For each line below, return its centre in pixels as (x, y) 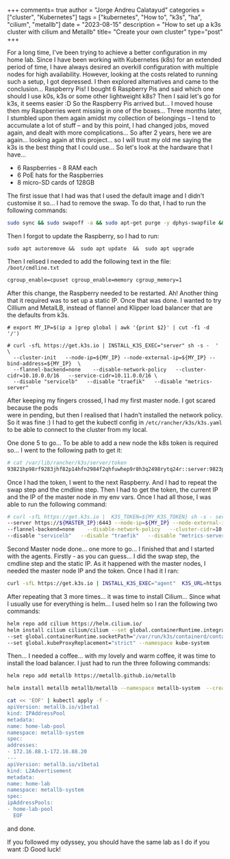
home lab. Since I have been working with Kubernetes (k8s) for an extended (114, 60)
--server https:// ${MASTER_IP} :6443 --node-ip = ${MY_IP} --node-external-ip (117, 523)
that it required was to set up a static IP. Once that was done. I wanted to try (114, 300)
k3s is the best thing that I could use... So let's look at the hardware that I (110, 147)
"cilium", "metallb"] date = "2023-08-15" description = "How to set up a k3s (114, 24)
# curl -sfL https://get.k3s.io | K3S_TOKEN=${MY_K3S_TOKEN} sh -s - (110, 517)
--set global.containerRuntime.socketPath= (70, 637)
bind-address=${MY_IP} (39, 363)
